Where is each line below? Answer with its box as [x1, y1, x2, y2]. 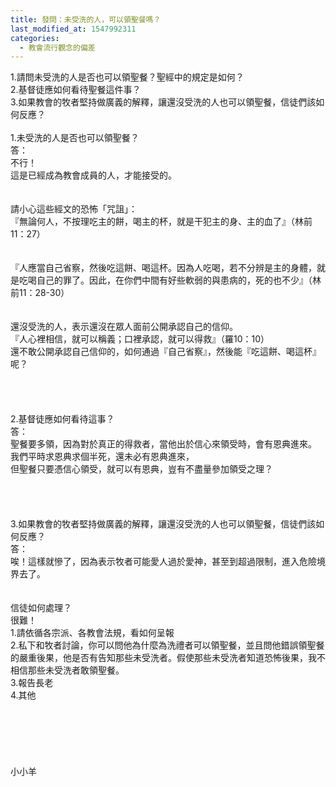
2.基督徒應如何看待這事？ [10, 413, 115, 425]
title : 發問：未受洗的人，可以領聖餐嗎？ [10, 14, 162, 25]
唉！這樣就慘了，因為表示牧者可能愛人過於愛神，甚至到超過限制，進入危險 [10, 556, 317, 568]
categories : [10, 33, 60, 43]
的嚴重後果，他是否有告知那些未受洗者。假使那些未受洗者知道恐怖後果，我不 [10, 652, 326, 664]
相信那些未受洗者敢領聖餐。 [10, 664, 125, 676]
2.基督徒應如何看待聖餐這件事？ [10, 84, 142, 96]
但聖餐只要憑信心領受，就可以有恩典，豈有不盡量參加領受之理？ [10, 463, 273, 475]
